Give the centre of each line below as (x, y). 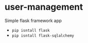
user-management (44, 7)
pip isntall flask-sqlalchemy (43, 36)
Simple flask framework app (33, 21)
